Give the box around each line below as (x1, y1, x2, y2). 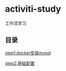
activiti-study (5, 3, 62, 15)
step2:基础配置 (5, 60, 35, 66)
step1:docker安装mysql (5, 50, 51, 56)
